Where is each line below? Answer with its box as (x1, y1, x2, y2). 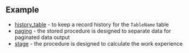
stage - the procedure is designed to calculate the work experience (14, 40, 183, 47)
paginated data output (14, 33, 70, 41)
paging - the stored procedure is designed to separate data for (14, 27, 171, 34)
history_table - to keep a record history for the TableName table (14, 20, 169, 28)
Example (5, 5, 39, 15)
